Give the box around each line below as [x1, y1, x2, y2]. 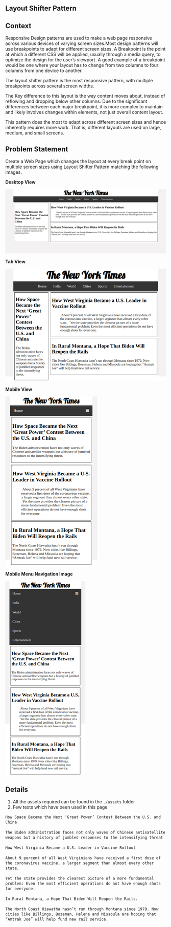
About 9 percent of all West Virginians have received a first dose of [5, 855, 161, 861]
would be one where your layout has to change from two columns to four [5, 62, 159, 68]
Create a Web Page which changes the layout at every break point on [5, 158, 152, 165]
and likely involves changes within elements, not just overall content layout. [5, 109, 163, 115]
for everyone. [5, 886, 36, 891]
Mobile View [5, 386, 32, 392]
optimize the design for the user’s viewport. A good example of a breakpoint [5, 57, 165, 63]
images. [5, 169, 22, 175]
